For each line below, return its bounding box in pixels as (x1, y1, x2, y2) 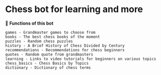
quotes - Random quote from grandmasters (5, 52, 94, 57)
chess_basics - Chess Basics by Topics (5, 60, 89, 66)
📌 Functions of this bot (5, 20, 54, 26)
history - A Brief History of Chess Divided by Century (5, 43, 125, 48)
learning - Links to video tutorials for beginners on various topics (5, 56, 156, 61)
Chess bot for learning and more (5, 4, 143, 15)
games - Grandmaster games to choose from (5, 30, 96, 35)
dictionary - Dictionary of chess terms (5, 65, 92, 70)
